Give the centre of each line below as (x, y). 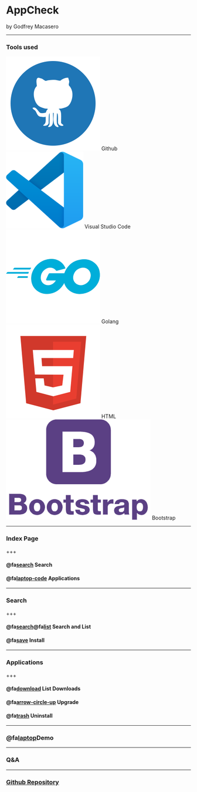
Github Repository (33, 782)
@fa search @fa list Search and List (49, 627)
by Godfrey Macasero (32, 26)
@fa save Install (26, 640)
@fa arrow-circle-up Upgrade (43, 702)
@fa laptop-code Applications (43, 578)
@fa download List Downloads (43, 689)
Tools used (22, 47)
